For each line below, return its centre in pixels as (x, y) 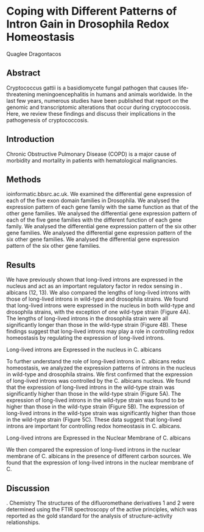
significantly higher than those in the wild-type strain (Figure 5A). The (94, 394)
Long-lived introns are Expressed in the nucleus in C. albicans (84, 350)
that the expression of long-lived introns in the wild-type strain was (90, 387)
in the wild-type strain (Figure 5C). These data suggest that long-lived (94, 420)
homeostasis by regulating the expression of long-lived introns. (86, 338)
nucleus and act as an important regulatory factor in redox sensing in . (94, 286)
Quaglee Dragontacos (34, 54)
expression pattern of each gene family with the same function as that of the (102, 207)
